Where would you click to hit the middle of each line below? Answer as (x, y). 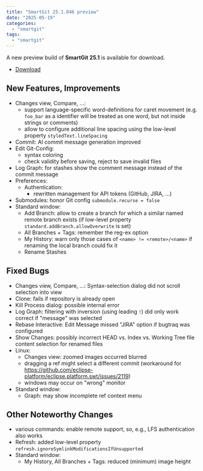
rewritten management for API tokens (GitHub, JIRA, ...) (102, 194)
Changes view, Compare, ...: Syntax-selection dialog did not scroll (98, 285)
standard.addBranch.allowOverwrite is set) (77, 226)
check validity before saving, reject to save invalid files (93, 161)
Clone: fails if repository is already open (65, 298)
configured (29, 331)
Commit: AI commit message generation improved (78, 142)
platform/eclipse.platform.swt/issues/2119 (76, 376)
